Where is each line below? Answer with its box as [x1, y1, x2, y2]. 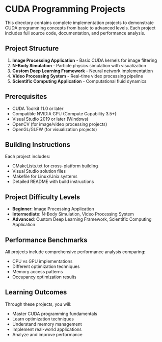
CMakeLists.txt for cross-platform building [12, 163, 98, 169]
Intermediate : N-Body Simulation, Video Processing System [12, 211, 134, 217]
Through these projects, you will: [5, 301, 72, 307]
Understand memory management [12, 321, 82, 327]
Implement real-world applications [12, 326, 82, 332]
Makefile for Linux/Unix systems [12, 173, 78, 180]
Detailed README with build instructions [12, 179, 94, 184]
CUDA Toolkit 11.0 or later [12, 105, 64, 111]
